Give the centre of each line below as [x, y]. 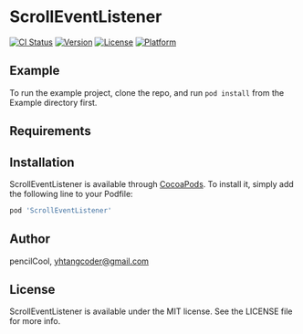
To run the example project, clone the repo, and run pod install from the [147, 92]
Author [30, 239]
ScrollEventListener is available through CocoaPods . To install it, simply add [151, 183]
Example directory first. [53, 102]
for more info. [35, 321]
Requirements [50, 131]
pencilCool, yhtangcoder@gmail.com [79, 261]
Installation [42, 162]
